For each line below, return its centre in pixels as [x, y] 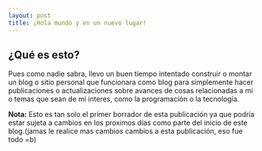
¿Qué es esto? [44, 55]
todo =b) [23, 140]
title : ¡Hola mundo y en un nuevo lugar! [78, 23]
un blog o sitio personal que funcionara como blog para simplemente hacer [131, 82]
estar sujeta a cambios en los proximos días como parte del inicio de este [128, 123]
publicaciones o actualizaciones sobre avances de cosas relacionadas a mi [131, 91]
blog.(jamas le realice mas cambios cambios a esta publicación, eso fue [125, 131]
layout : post [30, 15]
